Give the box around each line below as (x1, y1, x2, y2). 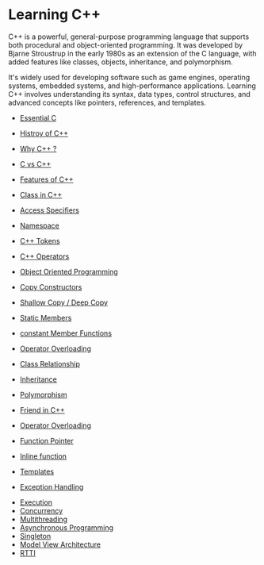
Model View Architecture (19, 540, 101, 549)
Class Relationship (19, 359, 81, 368)
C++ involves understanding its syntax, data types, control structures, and (8, 89, 251, 98)
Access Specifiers (19, 205, 79, 215)
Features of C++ (19, 175, 74, 184)
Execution (19, 498, 53, 507)
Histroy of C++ (19, 129, 69, 138)
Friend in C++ (19, 405, 65, 414)
